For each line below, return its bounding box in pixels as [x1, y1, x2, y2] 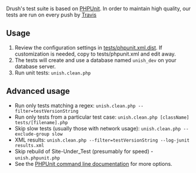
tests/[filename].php [14, 119, 68, 126]
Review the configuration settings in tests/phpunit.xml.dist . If [14, 44, 162, 51]
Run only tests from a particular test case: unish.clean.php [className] [14, 113, 190, 120]
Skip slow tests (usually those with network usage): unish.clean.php [14, 125, 181, 132]
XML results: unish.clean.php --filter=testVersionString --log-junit [14, 136, 190, 143]
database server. [14, 63, 56, 70]
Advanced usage [6, 86, 70, 96]
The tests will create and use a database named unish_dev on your [14, 56, 177, 64]
